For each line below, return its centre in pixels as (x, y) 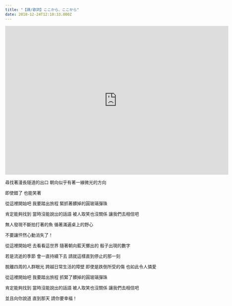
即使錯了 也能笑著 (23, 193)
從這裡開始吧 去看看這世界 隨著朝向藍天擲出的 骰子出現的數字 (68, 245)
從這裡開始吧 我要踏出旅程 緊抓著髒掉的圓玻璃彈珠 (56, 203)
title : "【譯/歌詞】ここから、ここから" (42, 10)
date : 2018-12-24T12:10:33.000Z (38, 14)
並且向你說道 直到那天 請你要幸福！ (41, 298)
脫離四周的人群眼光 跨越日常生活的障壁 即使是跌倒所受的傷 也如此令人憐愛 (81, 266)
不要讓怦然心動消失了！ (29, 235)
